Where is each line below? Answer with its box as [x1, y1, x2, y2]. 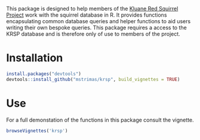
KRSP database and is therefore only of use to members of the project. [6, 30, 180, 38]
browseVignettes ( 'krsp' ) [6, 127, 68, 133]
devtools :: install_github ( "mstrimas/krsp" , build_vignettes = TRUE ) [6, 76, 180, 82]
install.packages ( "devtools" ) [6, 71, 82, 77]
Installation [6, 51, 63, 65]
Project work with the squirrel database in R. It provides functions [6, 11, 167, 18]
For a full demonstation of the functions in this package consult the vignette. [6, 116, 194, 123]
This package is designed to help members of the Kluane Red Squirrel [6, 5, 179, 12]
